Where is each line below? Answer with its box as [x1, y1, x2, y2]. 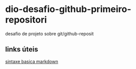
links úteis [5, 45, 38, 53]
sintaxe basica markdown [5, 58, 58, 64]
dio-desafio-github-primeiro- [5, 3, 131, 15]
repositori [5, 14, 47, 25]
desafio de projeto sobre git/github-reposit [5, 30, 94, 36]
